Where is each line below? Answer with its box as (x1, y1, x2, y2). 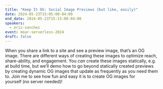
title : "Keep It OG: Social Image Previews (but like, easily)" (5, 7, 138, 12)
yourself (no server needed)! (5, 78, 63, 84)
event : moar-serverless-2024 (5, 30, 64, 35)
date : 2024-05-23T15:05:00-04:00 (5, 12, 73, 17)
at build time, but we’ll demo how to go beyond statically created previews (5, 63, 154, 69)
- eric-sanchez (9, 25, 40, 30)
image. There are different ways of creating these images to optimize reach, (5, 53, 157, 58)
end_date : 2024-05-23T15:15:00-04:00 (5, 16, 82, 21)
